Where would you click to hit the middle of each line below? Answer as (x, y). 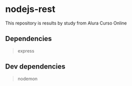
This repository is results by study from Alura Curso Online (66, 23)
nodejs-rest (30, 9)
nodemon (27, 78)
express (26, 50)
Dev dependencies (35, 67)
